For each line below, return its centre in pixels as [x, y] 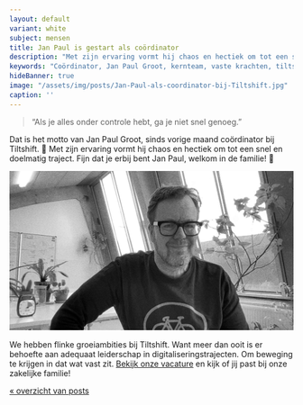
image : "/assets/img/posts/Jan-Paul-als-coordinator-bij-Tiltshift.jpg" [149, 85]
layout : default [40, 19]
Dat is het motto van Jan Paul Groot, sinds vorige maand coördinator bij [142, 139]
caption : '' [32, 94]
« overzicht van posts [50, 391]
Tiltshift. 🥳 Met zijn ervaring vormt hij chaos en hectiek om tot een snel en [146, 148]
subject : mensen [40, 38]
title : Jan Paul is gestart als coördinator [94, 48]
